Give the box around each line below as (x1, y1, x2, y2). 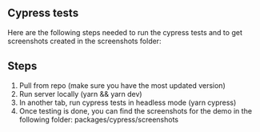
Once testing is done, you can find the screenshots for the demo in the (18, 106, 253, 115)
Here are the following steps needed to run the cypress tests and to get (7, 27, 243, 37)
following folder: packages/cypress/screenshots (18, 114, 179, 124)
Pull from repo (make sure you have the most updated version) (18, 80, 226, 90)
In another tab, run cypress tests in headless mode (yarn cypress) (18, 98, 237, 107)
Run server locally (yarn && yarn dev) (18, 89, 142, 98)
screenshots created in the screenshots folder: (7, 36, 162, 46)
